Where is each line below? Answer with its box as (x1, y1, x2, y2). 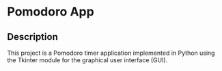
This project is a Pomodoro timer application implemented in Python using (7, 49, 215, 57)
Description (7, 31, 58, 43)
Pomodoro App (7, 4, 94, 20)
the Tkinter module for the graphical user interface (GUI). (7, 56, 168, 64)
